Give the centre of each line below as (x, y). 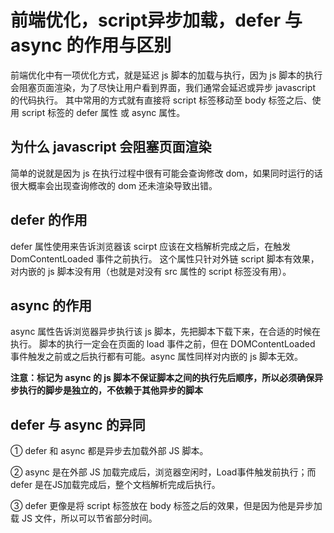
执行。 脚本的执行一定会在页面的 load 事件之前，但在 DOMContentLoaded (163, 344)
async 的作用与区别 (91, 45)
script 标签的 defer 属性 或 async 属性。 (103, 112)
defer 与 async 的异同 (78, 424)
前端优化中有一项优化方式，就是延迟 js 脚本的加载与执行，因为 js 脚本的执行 (166, 75)
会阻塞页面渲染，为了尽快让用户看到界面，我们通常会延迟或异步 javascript (163, 87)
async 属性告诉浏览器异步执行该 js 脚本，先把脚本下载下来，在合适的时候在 (165, 332)
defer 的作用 (49, 220)
